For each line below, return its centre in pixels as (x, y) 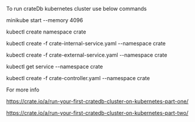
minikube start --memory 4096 (45, 20)
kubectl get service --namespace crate (55, 66)
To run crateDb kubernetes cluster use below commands (76, 9)
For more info (23, 90)
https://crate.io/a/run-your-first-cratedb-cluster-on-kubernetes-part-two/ (97, 113)
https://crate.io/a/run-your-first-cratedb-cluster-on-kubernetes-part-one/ (97, 101)
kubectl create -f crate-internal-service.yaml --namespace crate (86, 43)
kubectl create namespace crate (46, 32)
